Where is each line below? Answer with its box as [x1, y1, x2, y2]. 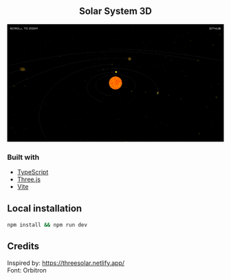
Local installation [7, 202, 82, 214]
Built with [7, 152, 40, 162]
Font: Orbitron [7, 266, 47, 274]
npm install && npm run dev [7, 222, 88, 229]
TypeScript [16, 168, 49, 176]
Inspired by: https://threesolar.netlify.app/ [7, 259, 125, 267]
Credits [7, 240, 40, 253]
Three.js [16, 175, 41, 184]
